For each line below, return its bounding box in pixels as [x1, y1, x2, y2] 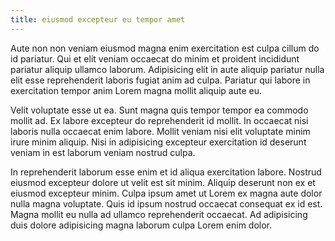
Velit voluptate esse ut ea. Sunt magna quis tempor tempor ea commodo [10, 104, 309, 116]
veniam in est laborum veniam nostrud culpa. [10, 146, 196, 158]
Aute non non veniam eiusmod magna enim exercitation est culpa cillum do [10, 42, 320, 54]
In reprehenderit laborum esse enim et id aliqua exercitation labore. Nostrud [10, 166, 322, 178]
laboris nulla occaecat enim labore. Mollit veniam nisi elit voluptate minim [10, 125, 311, 137]
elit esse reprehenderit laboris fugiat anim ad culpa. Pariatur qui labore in [10, 74, 311, 86]
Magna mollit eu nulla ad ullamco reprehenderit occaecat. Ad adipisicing [10, 208, 308, 220]
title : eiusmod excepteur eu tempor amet [10, 14, 186, 25]
